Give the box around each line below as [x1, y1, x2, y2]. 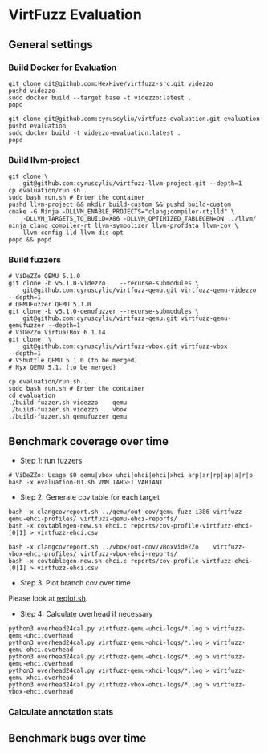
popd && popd [8, 236, 52, 244]
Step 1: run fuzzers [19, 455, 83, 466]
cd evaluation [8, 391, 56, 400]
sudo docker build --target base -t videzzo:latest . [8, 94, 193, 102]
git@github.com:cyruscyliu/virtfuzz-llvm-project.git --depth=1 [22, 180, 242, 188]
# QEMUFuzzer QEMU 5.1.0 [8, 301, 91, 309]
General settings [8, 38, 94, 51]
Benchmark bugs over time [8, 731, 147, 745]
